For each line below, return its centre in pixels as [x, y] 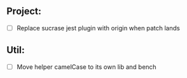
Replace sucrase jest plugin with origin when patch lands [98, 28]
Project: [24, 11]
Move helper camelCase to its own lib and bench [87, 67]
